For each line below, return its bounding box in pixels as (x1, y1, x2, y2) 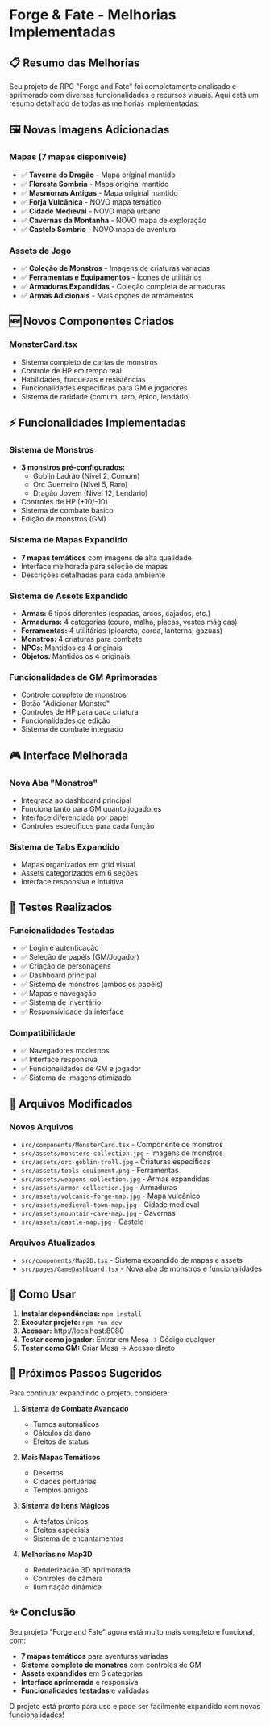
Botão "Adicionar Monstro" (20, 698, 110, 708)
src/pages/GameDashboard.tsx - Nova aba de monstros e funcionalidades (20, 1264, 263, 1274)
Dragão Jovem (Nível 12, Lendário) (32, 488, 148, 498)
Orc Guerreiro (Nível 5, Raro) (32, 479, 128, 490)
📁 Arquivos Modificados (9, 1097, 133, 1111)
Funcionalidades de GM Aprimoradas (9, 671, 158, 682)
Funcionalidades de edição (20, 715, 111, 725)
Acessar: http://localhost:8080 (20, 1326, 124, 1336)
